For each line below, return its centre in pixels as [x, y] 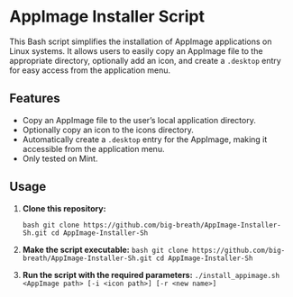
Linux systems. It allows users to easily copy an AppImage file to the [136, 50]
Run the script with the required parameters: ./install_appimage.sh [151, 274]
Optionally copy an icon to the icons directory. [108, 130]
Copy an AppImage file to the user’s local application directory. [139, 120]
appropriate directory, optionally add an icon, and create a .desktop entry [145, 60]
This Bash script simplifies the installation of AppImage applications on [141, 41]
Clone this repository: [64, 208]
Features [35, 99]
